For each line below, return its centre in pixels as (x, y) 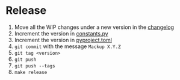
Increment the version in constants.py (61, 33)
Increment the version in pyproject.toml (63, 40)
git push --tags (35, 66)
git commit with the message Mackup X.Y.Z (67, 46)
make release (31, 72)
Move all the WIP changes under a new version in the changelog (94, 27)
